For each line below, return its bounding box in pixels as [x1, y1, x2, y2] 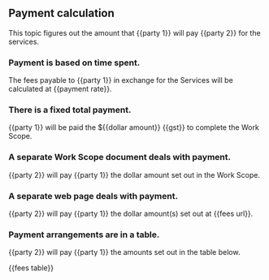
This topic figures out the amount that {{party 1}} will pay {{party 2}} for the [8, 28, 262, 37]
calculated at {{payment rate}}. [8, 84, 112, 94]
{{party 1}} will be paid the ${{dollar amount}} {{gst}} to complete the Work [8, 123, 260, 132]
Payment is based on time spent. [8, 57, 141, 68]
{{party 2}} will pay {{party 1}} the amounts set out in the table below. [8, 248, 241, 257]
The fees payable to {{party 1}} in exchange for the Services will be [8, 75, 233, 85]
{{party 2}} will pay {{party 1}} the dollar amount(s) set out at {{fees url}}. [8, 209, 254, 218]
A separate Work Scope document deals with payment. [8, 152, 232, 163]
